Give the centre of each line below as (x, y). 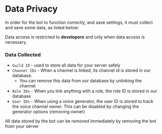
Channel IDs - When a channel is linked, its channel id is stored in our (81, 70)
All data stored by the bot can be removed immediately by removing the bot (81, 121)
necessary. (16, 42)
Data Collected (23, 54)
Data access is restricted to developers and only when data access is (75, 37)
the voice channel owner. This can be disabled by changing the (75, 107)
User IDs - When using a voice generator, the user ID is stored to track (83, 101)
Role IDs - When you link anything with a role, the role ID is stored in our (85, 91)
